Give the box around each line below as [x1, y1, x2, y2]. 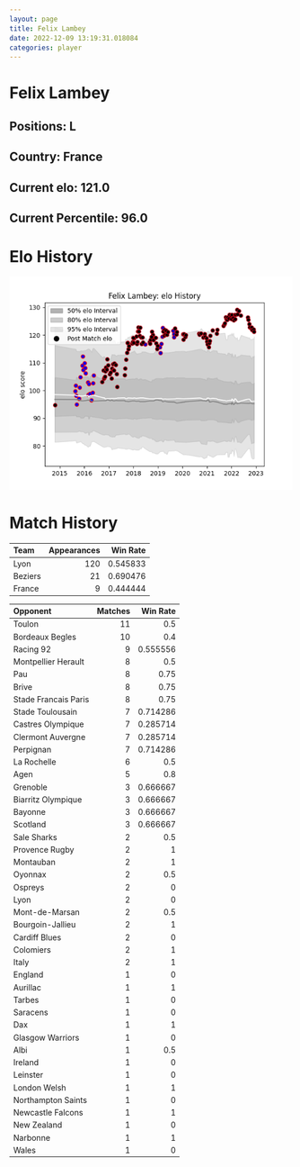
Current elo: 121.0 [9, 180, 110, 195]
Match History [9, 513, 119, 533]
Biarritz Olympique [13, 793, 83, 805]
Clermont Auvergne [13, 731, 86, 742]
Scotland [13, 819, 47, 830]
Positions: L [9, 118, 76, 134]
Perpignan [13, 744, 52, 755]
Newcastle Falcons [13, 1108, 84, 1118]
